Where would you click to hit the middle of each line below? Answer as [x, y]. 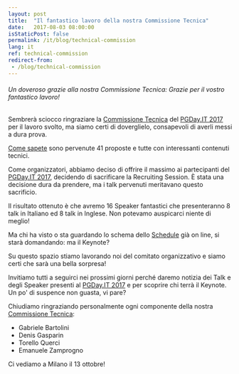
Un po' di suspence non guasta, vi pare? [67, 292]
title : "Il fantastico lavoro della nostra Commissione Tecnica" [108, 21]
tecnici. [19, 155]
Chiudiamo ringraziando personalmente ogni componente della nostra [111, 306]
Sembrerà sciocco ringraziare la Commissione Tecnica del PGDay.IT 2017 [116, 119]
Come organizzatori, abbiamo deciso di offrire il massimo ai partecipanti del [119, 169]
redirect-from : [31, 60]
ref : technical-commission [48, 54]
